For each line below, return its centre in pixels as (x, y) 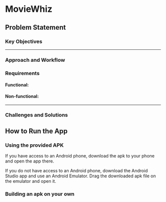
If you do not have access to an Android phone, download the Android (77, 171)
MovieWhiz (29, 9)
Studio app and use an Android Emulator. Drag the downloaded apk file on (81, 176)
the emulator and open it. (31, 181)
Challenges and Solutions (37, 115)
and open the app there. (30, 161)
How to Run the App (36, 131)
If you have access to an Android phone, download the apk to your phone (80, 156)
